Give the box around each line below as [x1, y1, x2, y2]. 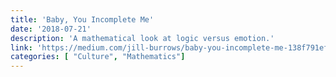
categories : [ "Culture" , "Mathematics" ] [10, 52, 186, 62]
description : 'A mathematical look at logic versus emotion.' [10, 33, 275, 43]
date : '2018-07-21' [10, 24, 92, 34]
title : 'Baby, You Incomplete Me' [10, 14, 155, 25]
